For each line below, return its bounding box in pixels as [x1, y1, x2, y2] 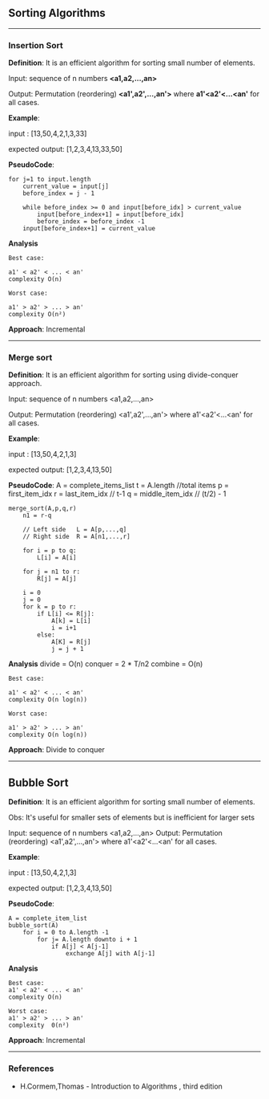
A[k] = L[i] [50, 617, 91, 625]
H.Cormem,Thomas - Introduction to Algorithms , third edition [19, 1081, 223, 1091]
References [8, 1063, 54, 1074]
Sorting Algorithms [8, 6, 106, 20]
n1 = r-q [22, 511, 52, 520]
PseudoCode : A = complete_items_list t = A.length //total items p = [8, 481, 230, 490]
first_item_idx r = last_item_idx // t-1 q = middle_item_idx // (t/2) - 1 [8, 489, 227, 499]
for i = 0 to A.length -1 [22, 929, 110, 937]
